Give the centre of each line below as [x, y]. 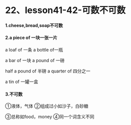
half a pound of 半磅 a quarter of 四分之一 [48, 71]
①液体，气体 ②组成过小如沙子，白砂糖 [47, 106]
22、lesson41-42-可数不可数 [65, 10]
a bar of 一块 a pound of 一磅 [35, 60]
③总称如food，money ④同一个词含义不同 [50, 117]
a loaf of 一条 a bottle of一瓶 [34, 49]
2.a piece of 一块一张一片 [31, 37]
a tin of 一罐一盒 [22, 81]
